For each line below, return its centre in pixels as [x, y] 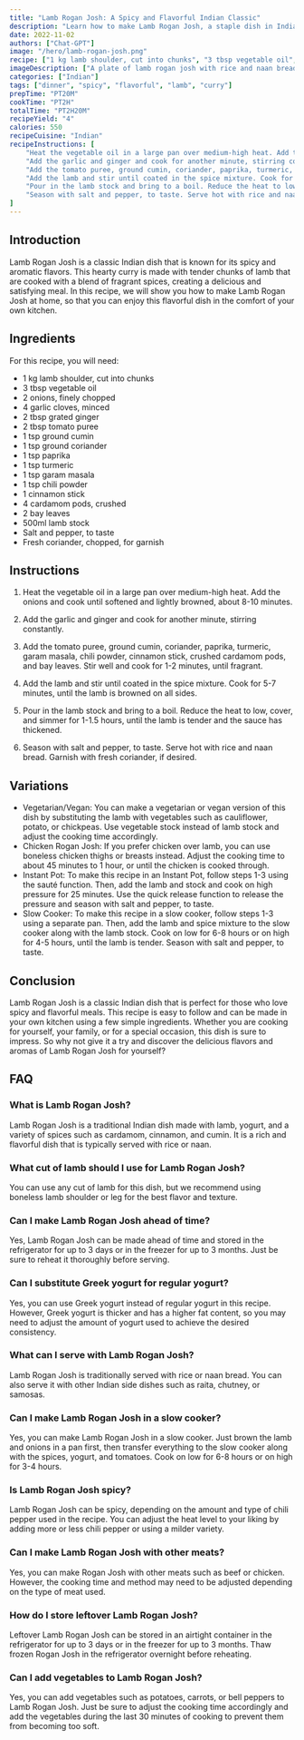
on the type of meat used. [57, 1591]
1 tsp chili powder [55, 484]
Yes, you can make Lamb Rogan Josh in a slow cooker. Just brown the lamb [151, 1438]
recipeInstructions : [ [52, 144]
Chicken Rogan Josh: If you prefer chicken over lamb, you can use [147, 846]
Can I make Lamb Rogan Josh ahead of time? [110, 1220]
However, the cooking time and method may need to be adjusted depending [151, 1582]
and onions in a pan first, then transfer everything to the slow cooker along [148, 1447]
